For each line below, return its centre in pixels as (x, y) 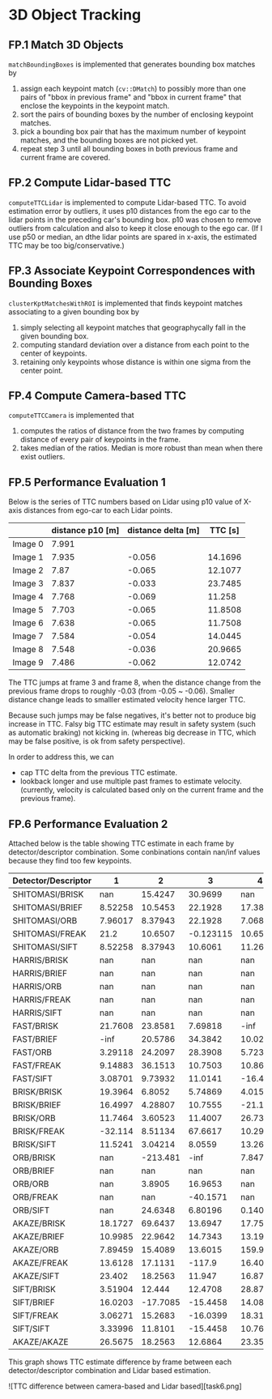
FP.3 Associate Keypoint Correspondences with (132, 271)
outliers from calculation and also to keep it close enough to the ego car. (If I (136, 228)
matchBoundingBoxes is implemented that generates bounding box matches (132, 64)
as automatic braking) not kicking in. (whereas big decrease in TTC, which (132, 733)
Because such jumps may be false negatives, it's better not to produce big (132, 715)
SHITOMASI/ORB (45, 921)
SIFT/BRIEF (34, 1303)
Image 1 (28, 557)
